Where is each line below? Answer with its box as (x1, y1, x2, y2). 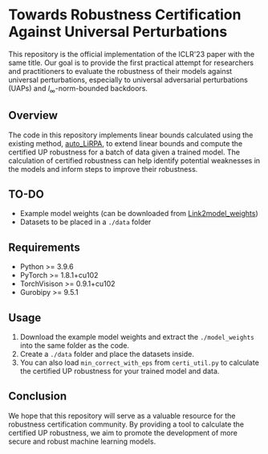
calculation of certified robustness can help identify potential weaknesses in (8, 155, 261, 166)
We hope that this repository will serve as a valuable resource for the (8, 411, 236, 420)
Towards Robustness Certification (8, 6, 242, 24)
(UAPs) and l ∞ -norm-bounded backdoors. (8, 83, 148, 95)
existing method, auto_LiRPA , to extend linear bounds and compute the (8, 138, 243, 148)
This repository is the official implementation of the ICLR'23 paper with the (8, 49, 255, 59)
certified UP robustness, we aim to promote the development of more (8, 427, 238, 437)
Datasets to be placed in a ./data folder (19, 217, 152, 227)
